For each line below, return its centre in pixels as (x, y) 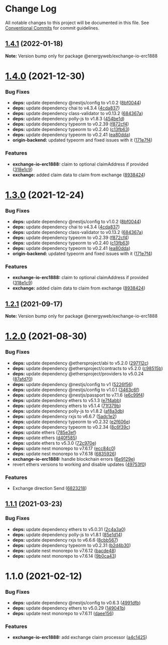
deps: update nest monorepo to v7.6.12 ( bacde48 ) (64, 551)
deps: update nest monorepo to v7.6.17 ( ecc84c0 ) (64, 448)
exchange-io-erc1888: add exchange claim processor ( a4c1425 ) (80, 637)
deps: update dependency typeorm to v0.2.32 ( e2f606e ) (71, 422)
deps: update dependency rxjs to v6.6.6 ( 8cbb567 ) (65, 540)
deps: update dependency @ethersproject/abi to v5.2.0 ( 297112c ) (80, 363)
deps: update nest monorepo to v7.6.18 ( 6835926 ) (64, 454)
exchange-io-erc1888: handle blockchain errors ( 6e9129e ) (74, 459)
